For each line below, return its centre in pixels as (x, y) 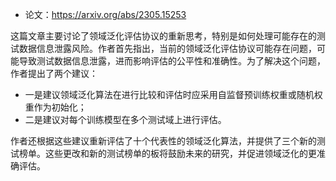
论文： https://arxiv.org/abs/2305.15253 (105, 14)
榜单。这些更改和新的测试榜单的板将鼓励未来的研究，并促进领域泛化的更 (167, 153)
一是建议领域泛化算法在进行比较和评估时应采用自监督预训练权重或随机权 (173, 94)
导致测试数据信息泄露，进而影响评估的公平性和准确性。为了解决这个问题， (172, 61)
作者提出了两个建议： (54, 73)
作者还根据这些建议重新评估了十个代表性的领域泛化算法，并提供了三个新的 (163, 141)
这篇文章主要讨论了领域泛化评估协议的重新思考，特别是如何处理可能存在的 (163, 36)
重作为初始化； (55, 107)
